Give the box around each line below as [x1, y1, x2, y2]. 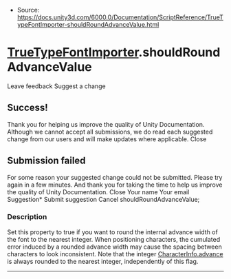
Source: [16, 6, 40, 14]
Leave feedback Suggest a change [7, 82, 106, 90]
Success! [7, 102, 48, 114]
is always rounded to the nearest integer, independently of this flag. [7, 257, 199, 265]
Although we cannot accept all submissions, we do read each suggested [7, 127, 213, 136]
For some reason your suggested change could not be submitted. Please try [7, 173, 223, 181]
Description [7, 212, 47, 222]
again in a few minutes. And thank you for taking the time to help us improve [7, 180, 223, 189]
